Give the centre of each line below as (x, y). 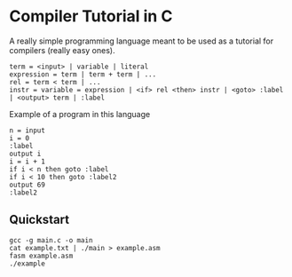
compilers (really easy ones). (62, 50)
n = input (28, 131)
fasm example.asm (41, 256)
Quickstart (39, 220)
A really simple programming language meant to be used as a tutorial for (142, 41)
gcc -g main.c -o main (51, 240)
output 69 (28, 185)
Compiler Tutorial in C (91, 16)
